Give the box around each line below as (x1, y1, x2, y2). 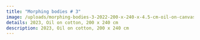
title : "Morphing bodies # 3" (6, 8, 82, 15)
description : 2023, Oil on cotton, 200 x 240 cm (6, 25, 129, 31)
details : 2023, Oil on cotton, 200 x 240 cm (6, 19, 118, 25)
